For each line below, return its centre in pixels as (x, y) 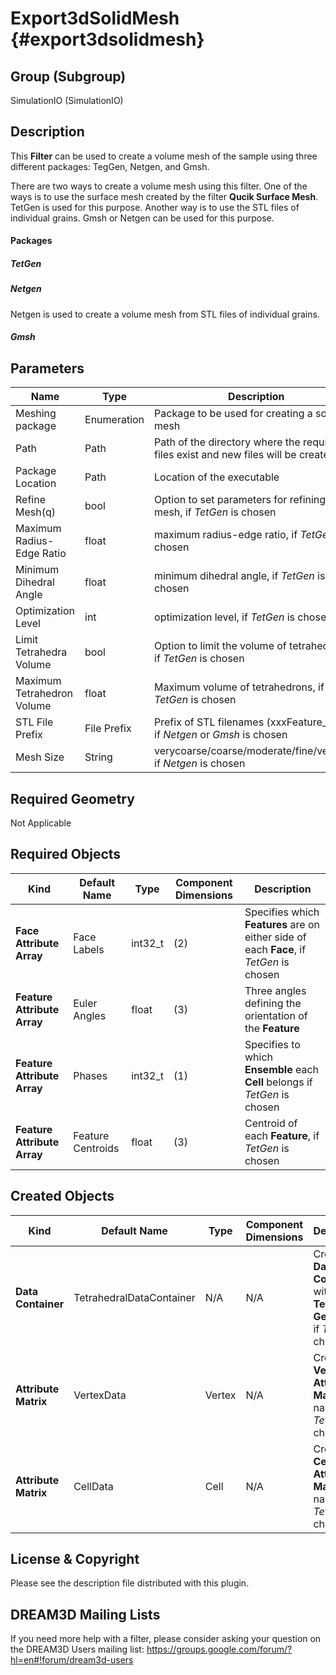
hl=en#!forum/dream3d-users (72, 1660)
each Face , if (275, 949)
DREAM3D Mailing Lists (85, 1614)
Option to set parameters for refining (240, 500)
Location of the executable (217, 477)
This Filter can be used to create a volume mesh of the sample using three (164, 156)
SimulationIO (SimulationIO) (67, 100)
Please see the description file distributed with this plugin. (130, 1583)
